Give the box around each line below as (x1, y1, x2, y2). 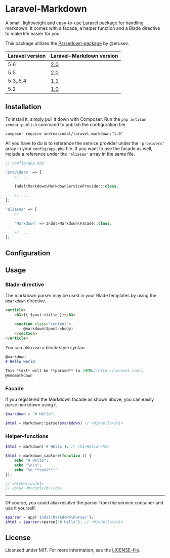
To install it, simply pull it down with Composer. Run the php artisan (5, 116, 147, 122)
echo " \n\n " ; (14, 462, 42, 468)
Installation (5, 103, 41, 111)
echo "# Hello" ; (14, 458, 49, 463)
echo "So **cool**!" (14, 467, 58, 473)
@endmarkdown (5, 373, 33, 378)
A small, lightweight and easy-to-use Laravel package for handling (5, 20, 144, 26)
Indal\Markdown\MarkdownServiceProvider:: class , (14, 184, 119, 189)
